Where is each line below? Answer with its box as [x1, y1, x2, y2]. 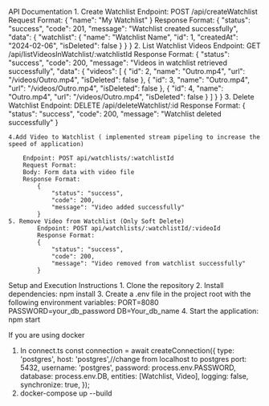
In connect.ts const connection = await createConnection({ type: [19, 346, 235, 355]
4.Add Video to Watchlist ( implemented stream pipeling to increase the [8, 133, 261, 141]
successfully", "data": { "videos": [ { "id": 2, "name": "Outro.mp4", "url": [8, 67, 246, 75]
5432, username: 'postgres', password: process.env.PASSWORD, [19, 363, 236, 372]
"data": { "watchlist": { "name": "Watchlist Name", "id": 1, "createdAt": [8, 32, 238, 42]
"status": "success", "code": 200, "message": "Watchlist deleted [8, 109, 222, 119]
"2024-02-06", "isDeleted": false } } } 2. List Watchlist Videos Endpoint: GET [8, 41, 261, 51]
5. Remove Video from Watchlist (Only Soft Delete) [8, 217, 185, 225]
